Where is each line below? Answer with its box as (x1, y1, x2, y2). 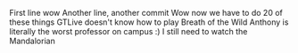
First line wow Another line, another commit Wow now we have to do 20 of (9, 8, 283, 18)
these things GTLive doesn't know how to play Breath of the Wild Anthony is (9, 17, 289, 27)
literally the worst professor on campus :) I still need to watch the (9, 26, 248, 36)
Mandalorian (9, 35, 55, 46)
